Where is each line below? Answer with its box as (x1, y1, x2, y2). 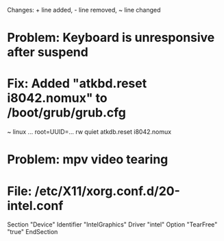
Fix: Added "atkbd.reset (7, 76, 147, 91)
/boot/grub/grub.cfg (7, 105, 127, 121)
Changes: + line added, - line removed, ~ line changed (7, 6, 161, 14)
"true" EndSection (7, 228, 58, 236)
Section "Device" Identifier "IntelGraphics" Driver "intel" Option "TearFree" (7, 220, 218, 229)
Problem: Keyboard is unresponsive (7, 30, 215, 45)
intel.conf (7, 198, 64, 214)
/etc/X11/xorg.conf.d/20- (34, 183, 180, 198)
